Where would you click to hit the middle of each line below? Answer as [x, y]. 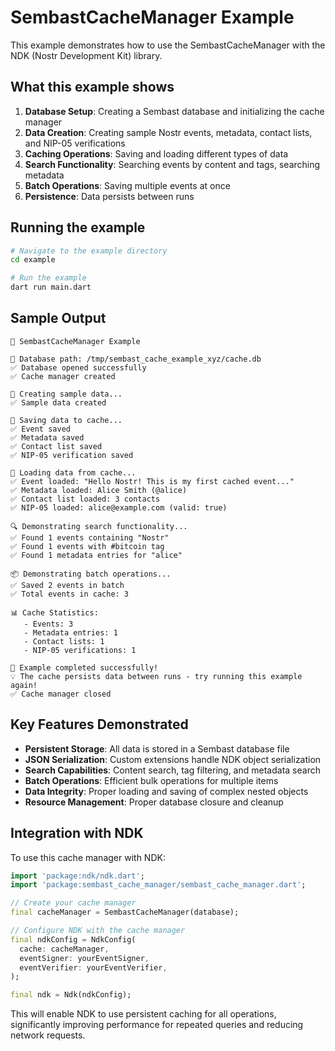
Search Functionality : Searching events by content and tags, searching [172, 164]
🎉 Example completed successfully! [84, 667]
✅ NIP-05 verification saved [72, 455]
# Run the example [48, 278]
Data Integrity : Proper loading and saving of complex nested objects [166, 791]
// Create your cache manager [73, 903]
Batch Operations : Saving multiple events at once [127, 185]
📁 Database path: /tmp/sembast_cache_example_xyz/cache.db [136, 359]
